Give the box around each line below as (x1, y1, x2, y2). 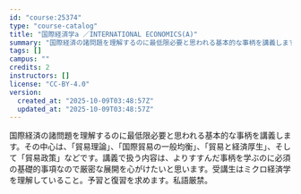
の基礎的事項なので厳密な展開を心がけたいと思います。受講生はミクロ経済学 (9, 164, 291, 174)
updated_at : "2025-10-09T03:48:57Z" (17, 105, 154, 114)
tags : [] (9, 46, 42, 55)
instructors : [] (9, 72, 70, 80)
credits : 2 (9, 63, 50, 72)
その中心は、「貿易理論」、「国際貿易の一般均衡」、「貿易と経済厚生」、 (23, 141, 276, 152)
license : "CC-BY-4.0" (9, 80, 90, 89)
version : (9, 88, 42, 97)
